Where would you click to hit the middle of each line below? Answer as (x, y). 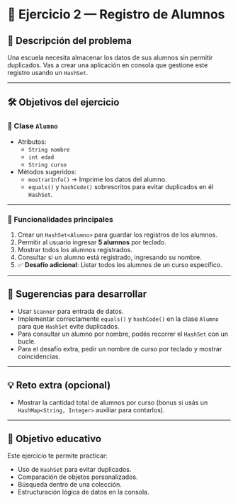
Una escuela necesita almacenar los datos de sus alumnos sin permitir (110, 57)
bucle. (27, 341)
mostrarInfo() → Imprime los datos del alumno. (97, 179)
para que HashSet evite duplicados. (68, 326)
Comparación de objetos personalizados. (78, 477)
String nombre (49, 149)
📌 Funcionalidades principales (60, 219)
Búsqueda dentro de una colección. (70, 485)
